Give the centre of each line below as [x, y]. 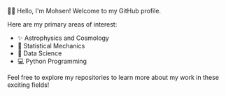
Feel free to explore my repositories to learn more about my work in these [113, 77]
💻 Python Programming [52, 61]
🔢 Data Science [40, 53]
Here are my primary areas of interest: [62, 24]
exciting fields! [28, 85]
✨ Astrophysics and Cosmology [63, 38]
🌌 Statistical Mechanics [51, 46]
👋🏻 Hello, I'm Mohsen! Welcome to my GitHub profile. [84, 11]
